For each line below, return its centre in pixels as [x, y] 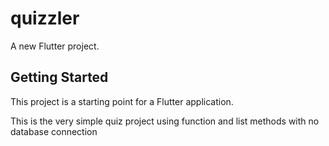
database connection [54, 131]
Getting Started [59, 77]
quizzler [45, 18]
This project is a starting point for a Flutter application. [122, 101]
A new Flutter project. [55, 46]
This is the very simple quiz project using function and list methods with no [165, 121]
